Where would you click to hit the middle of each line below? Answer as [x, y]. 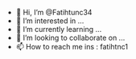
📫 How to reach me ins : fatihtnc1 [72, 47]
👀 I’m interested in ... [50, 21]
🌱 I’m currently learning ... [59, 29]
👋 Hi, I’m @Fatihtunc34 [54, 12]
